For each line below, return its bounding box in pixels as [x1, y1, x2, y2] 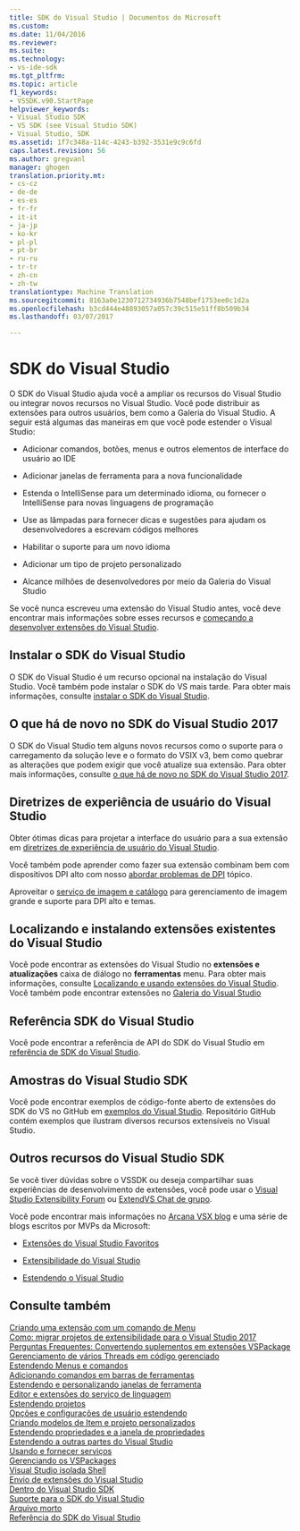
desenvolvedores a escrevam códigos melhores [21, 524, 199, 535]
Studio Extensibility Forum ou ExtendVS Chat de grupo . [9, 1193, 212, 1204]
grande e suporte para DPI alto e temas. [9, 895, 156, 906]
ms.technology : [9, 55, 66, 63]
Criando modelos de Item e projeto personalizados [9, 1417, 196, 1427]
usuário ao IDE [21, 453, 77, 464]
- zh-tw [9, 279, 38, 288]
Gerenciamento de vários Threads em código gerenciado [9, 1350, 221, 1361]
